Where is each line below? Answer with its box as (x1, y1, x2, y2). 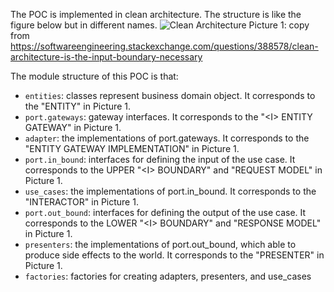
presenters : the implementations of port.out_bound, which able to (24, 239, 297, 250)
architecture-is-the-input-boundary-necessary (10, 51, 203, 63)
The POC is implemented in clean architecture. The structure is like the (10, 9, 302, 20)
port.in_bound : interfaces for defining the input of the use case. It (24, 154, 296, 165)
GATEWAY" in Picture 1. (24, 122, 122, 133)
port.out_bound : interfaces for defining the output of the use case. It (24, 207, 307, 218)
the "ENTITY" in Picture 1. (24, 100, 131, 112)
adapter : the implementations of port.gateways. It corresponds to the (24, 132, 310, 144)
